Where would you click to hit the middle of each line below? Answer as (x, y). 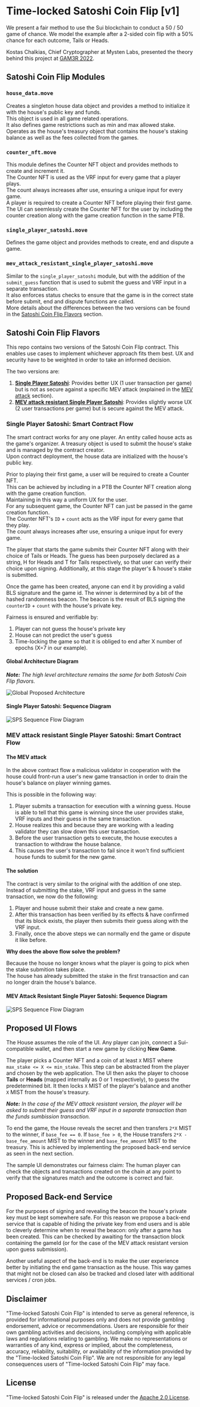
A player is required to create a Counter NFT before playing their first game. (99, 202)
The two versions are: (33, 372)
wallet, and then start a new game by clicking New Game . (106, 1049)
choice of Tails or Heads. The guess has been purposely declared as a (93, 555)
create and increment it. (36, 171)
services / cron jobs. (31, 1280)
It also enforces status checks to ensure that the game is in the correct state (100, 295)
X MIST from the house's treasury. (48, 1092)
